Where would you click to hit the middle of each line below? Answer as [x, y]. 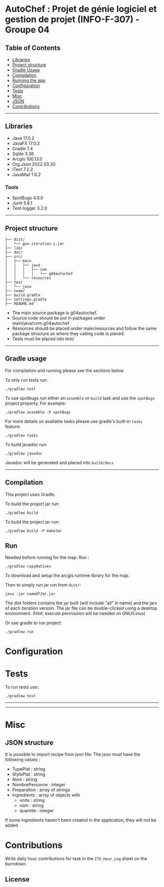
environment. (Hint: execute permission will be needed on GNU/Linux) [75, 614]
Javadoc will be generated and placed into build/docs [59, 462]
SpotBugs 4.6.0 [28, 198]
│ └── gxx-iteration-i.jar [35, 244]
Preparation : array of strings [41, 790]
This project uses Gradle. [30, 494]
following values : [23, 760]
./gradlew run [20, 632]
